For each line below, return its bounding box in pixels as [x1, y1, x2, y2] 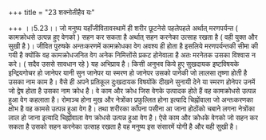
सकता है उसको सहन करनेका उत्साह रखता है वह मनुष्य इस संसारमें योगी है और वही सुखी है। [8, 122, 238, 131]
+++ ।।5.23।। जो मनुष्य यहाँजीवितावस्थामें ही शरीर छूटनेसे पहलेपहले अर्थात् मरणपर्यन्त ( [8, 24, 238, 33]
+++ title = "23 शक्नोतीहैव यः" [8, 8, 95, 17]
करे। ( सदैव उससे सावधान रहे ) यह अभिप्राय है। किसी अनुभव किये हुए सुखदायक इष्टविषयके [8, 60, 240, 68]
